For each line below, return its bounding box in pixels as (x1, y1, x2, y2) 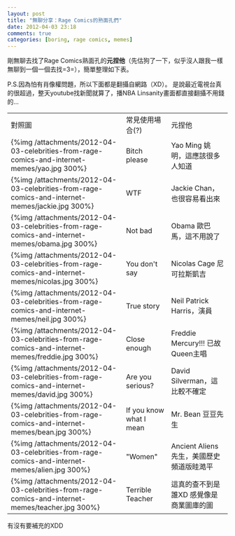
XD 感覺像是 (178, 490, 218, 500)
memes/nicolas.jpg (10, 277, 73, 287)
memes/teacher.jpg (10, 502, 76, 512)
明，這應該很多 (171, 151, 220, 161)
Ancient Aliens (171, 441, 219, 451)
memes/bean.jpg (10, 427, 66, 437)
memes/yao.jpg (10, 164, 62, 174)
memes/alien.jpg (10, 465, 66, 475)
